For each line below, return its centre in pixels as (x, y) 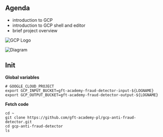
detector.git (19, 122)
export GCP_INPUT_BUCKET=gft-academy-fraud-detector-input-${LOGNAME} (80, 91)
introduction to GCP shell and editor (49, 25)
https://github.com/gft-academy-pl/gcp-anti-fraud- (81, 117)
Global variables (22, 77)
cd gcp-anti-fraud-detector (34, 126)
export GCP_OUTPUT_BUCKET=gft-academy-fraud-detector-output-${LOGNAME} (82, 95)
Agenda (18, 8)
